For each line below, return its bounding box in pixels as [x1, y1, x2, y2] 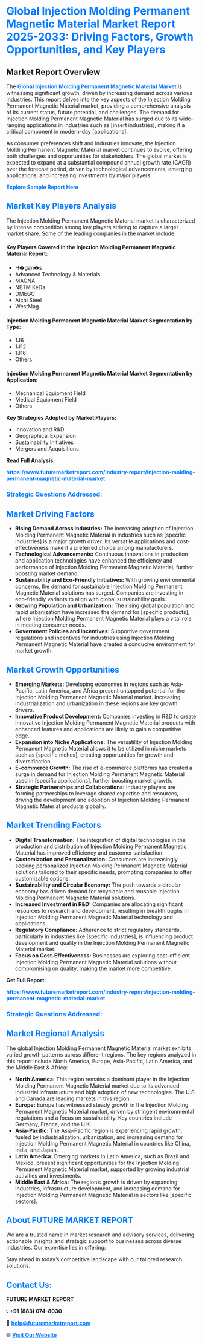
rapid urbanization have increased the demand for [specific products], [14, 608, 190, 616]
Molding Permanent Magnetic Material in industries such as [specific [14, 531, 186, 539]
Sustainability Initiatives [14, 439, 74, 446]
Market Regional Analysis [6, 1028, 105, 1039]
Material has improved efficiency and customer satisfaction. [14, 849, 164, 856]
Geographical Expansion [14, 432, 77, 440]
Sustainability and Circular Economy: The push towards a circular [14, 881, 181, 889]
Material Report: [6, 250, 48, 258]
